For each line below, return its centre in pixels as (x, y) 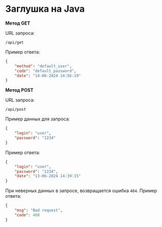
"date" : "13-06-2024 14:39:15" (48, 176)
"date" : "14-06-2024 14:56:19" (48, 76)
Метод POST (19, 90)
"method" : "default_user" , (43, 66)
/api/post (16, 110)
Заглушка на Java (45, 9)
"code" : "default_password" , (45, 71)
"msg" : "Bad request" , (39, 211)
